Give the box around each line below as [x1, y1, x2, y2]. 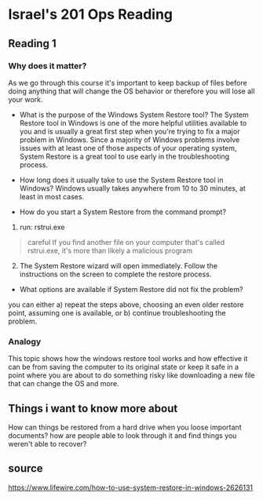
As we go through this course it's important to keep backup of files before [8, 78, 247, 87]
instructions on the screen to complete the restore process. [19, 269, 212, 279]
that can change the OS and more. [8, 379, 119, 389]
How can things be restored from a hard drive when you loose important [8, 422, 242, 432]
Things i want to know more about [8, 402, 178, 415]
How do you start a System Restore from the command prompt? [19, 206, 226, 217]
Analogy [8, 336, 42, 347]
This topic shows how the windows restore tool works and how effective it [8, 354, 248, 363]
